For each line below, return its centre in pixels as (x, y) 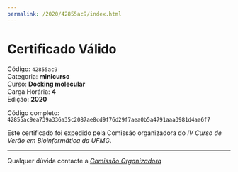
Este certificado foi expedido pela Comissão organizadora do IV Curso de (114, 133)
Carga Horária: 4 (32, 91)
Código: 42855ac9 (33, 69)
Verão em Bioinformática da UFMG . (59, 140)
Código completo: (34, 113)
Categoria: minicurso (39, 76)
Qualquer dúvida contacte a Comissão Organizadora (84, 161)
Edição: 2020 (27, 99)
